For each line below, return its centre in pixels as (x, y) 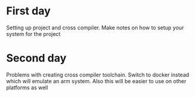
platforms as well (27, 87)
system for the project (33, 34)
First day (28, 11)
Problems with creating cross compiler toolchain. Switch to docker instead (98, 75)
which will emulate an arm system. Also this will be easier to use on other (96, 81)
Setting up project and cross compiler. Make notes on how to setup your (95, 28)
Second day (36, 58)
